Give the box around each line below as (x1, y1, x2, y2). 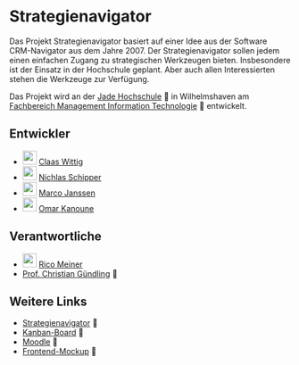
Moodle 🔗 (21, 336, 58, 347)
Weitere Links (9, 294, 87, 309)
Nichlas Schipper (38, 171, 102, 182)
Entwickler (9, 127, 71, 142)
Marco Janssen (38, 187, 96, 198)
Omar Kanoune (38, 203, 95, 213)
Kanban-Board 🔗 (21, 328, 84, 338)
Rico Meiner (38, 259, 83, 270)
